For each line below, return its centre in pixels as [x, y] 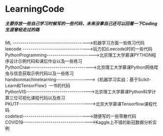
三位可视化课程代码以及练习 [37, 98]
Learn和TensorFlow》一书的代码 [38, 86]
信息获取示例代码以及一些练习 [44, 73]
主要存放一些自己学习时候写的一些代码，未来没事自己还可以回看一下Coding [81, 23]
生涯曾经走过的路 [22, 29]
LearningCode [35, 9]
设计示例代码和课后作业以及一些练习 [46, 61]
